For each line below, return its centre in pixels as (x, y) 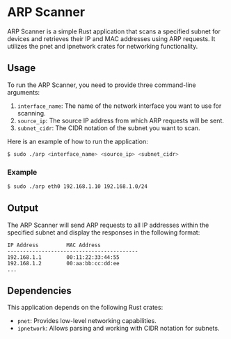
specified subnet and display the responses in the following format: (104, 232)
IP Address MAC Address (54, 245)
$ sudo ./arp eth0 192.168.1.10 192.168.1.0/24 (78, 186)
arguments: (24, 92)
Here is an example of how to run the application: (78, 141)
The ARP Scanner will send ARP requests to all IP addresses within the (108, 225)
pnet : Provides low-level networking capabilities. (87, 321)
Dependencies (39, 291)
